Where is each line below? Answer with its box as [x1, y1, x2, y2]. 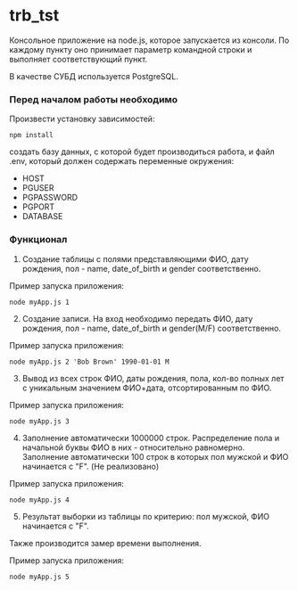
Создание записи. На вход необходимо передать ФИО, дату [21, 313, 253, 324]
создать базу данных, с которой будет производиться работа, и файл [9, 146, 275, 157]
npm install [9, 131, 54, 140]
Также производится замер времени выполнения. [9, 537, 203, 548]
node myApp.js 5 [9, 572, 70, 581]
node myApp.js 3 [9, 416, 70, 426]
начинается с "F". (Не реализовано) [21, 461, 160, 471]
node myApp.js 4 [9, 496, 70, 504]
